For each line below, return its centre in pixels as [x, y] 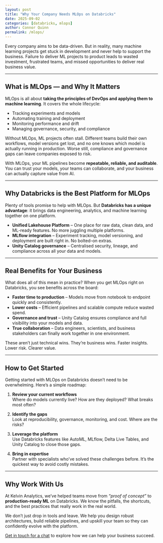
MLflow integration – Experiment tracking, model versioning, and [77, 235]
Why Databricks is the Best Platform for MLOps [78, 193]
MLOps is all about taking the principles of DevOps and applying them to [79, 99]
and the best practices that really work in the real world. [61, 506]
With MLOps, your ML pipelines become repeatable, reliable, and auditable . [81, 163]
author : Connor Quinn [27, 28]
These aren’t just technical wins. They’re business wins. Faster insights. [77, 343]
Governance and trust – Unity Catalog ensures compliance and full [79, 318]
